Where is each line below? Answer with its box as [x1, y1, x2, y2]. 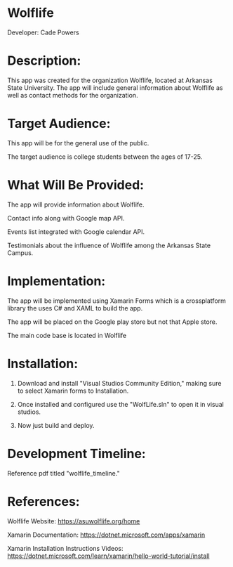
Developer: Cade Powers [7, 28, 79, 37]
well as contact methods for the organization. [7, 91, 138, 99]
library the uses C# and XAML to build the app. [7, 304, 143, 312]
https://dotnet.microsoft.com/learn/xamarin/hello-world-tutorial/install [7, 552, 210, 560]
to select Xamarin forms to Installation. [17, 386, 129, 395]
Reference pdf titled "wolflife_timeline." [7, 469, 121, 477]
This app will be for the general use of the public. [7, 138, 149, 147]
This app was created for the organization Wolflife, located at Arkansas [7, 76, 213, 84]
